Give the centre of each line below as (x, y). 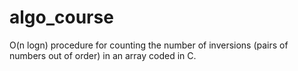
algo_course (61, 17)
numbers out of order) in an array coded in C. (103, 55)
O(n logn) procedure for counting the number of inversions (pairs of (149, 45)
